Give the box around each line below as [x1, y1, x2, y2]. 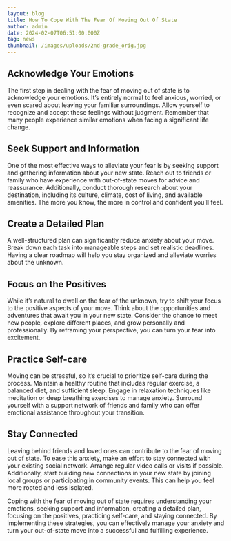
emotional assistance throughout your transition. [7, 408, 145, 417]
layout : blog [7, 10, 45, 17]
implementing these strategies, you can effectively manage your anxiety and [7, 519, 225, 527]
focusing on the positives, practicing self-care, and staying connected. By [7, 511, 217, 520]
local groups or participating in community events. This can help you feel [7, 476, 214, 484]
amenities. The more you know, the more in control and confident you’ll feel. [7, 198, 223, 206]
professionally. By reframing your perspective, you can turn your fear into [7, 326, 216, 334]
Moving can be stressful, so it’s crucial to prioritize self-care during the [7, 372, 208, 380]
